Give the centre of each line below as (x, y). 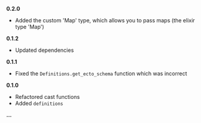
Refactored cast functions (47, 97)
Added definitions (39, 103)
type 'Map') (29, 27)
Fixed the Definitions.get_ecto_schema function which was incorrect (101, 74)
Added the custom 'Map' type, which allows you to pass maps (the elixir (105, 20)
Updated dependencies (44, 50)
